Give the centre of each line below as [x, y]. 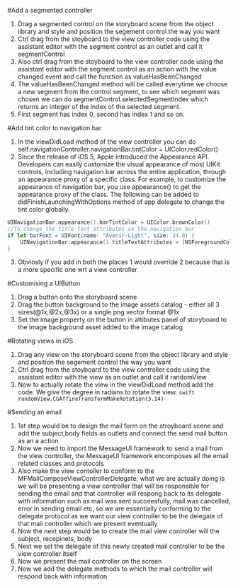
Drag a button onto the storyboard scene [77, 297]
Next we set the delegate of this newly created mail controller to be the [121, 546]
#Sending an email [35, 412]
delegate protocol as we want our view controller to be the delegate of [120, 516]
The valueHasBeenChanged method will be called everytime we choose [123, 84]
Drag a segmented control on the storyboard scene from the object [115, 24]
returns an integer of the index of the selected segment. [99, 107]
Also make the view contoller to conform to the [86, 471]
